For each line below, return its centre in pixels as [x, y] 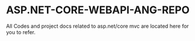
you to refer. [21, 32]
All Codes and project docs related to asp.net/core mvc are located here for [97, 26]
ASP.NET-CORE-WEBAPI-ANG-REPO [98, 10]
